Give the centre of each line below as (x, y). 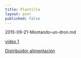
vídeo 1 (12, 42)
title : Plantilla (23, 9)
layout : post (18, 14)
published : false (23, 18)
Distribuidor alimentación (30, 51)
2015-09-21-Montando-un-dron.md (40, 32)
